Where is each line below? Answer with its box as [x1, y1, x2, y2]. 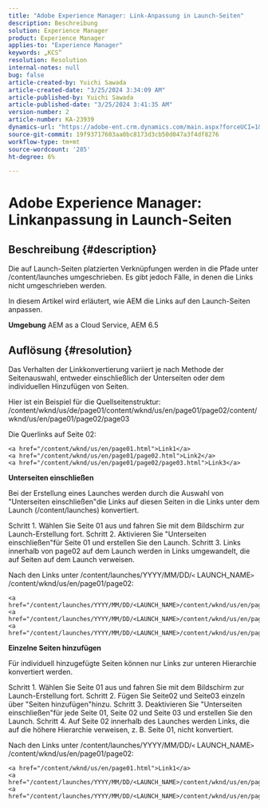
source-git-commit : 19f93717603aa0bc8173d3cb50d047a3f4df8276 [8, 130, 219, 138]
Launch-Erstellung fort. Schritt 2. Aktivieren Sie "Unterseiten [8, 529, 207, 539]
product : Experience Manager [8, 34, 105, 42]
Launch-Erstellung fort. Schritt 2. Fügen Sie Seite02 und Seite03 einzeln [8, 691, 246, 701]
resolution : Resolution [8, 57, 88, 65]
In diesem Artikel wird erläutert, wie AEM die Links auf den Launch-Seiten [8, 296, 250, 306]
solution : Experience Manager [8, 26, 109, 34]
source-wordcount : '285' [8, 145, 91, 153]
